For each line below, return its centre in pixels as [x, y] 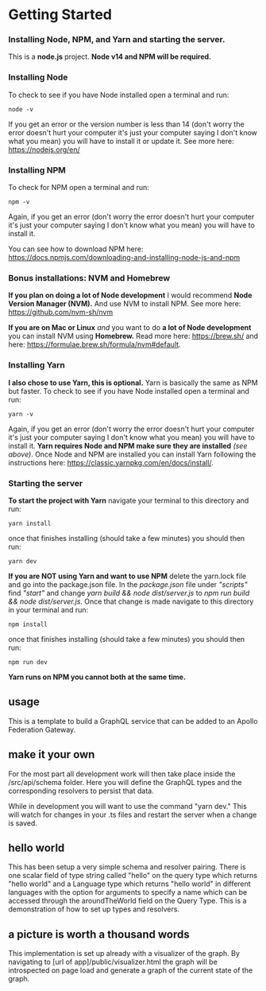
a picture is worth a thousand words [99, 934]
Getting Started [60, 15]
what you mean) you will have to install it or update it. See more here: [121, 141]
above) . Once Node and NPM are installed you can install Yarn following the [132, 454]
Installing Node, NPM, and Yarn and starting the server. [117, 40]
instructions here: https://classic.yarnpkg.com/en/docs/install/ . [111, 462]
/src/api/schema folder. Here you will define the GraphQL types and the [125, 782]
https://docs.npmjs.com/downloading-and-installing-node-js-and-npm [124, 258]
